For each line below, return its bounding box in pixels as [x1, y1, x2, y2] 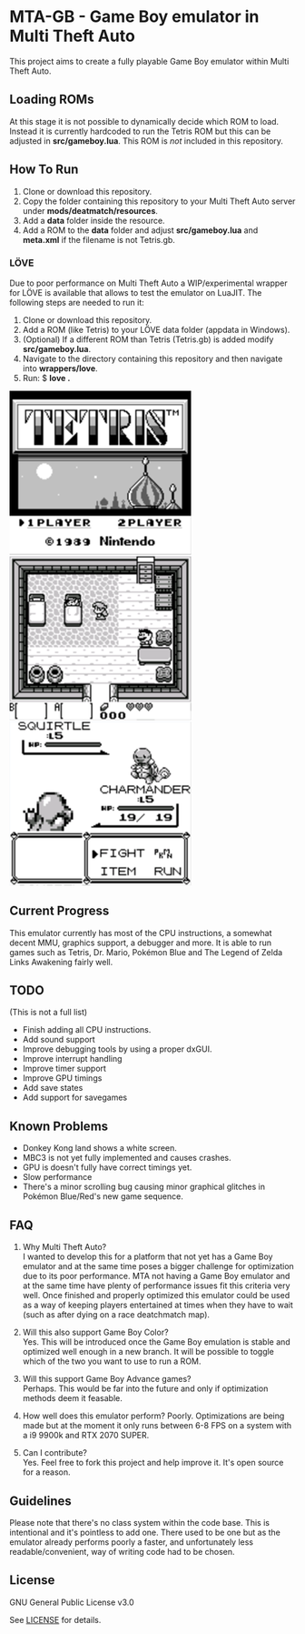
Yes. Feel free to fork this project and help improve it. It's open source [22, 1457, 284, 1468]
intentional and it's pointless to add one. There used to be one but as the [9, 1527, 281, 1538]
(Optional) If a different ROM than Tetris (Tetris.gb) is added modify [22, 334, 274, 345]
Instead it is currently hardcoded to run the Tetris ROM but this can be [9, 126, 271, 136]
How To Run [9, 162, 79, 177]
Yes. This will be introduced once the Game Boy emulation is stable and [22, 1336, 290, 1347]
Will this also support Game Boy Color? [22, 1326, 170, 1338]
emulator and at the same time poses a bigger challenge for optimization [22, 1261, 295, 1272]
